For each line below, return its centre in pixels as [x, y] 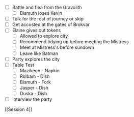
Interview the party [32, 99]
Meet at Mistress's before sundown [57, 47]
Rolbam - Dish [35, 76]
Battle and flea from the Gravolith [47, 7]
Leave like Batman [39, 53]
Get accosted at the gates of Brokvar [51, 24]
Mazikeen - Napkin [39, 70]
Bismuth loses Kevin [41, 13]
